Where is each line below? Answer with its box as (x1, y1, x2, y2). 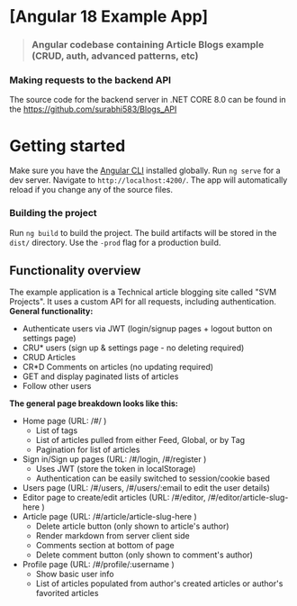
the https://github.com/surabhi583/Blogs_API (9, 104, 177, 114)
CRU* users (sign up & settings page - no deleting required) (22, 342, 245, 353)
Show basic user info (35, 569, 114, 580)
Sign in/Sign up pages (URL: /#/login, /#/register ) (22, 454, 207, 465)
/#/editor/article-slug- (207, 493, 289, 503)
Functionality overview (9, 263, 141, 278)
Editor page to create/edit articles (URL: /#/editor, (22, 493, 206, 503)
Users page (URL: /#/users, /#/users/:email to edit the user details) (22, 483, 270, 493)
